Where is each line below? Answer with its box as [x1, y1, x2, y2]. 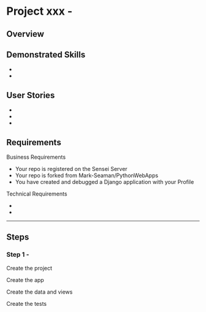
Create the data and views [6, 288, 73, 295]
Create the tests [6, 300, 47, 307]
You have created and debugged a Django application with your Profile [15, 178, 194, 186]
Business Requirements [6, 153, 66, 161]
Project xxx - [6, 4, 73, 18]
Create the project [6, 264, 53, 272]
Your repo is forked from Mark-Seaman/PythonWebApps [15, 172, 158, 179]
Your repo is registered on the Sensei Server [15, 166, 128, 173]
